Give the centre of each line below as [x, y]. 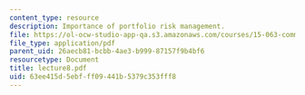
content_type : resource [54, 18]
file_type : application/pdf [63, 43]
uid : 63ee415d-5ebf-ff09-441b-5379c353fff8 [93, 77]
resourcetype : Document [54, 60]
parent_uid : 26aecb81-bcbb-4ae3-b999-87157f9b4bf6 [107, 52]
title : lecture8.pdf [49, 69]
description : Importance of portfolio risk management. [117, 26]
